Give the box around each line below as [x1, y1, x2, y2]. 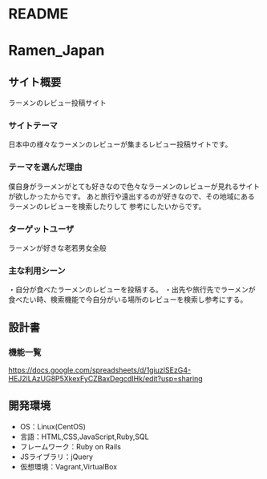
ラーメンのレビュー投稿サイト [8, 98, 107, 108]
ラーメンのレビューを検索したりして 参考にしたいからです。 [8, 201, 206, 211]
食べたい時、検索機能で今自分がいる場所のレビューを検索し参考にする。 [8, 295, 248, 304]
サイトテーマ [8, 120, 59, 131]
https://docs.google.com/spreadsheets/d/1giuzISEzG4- [8, 365, 191, 375]
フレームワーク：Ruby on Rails [19, 441, 122, 451]
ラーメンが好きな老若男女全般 [8, 244, 107, 253]
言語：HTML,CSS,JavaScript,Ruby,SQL [19, 432, 150, 441]
